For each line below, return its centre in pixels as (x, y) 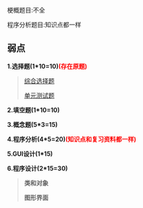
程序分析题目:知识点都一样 (44, 25)
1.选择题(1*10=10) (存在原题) (47, 66)
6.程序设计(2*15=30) (37, 168)
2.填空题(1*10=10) (33, 110)
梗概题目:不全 (26, 10)
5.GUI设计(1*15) (30, 154)
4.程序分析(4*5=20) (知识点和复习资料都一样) (72, 139)
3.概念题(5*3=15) (33, 124)
